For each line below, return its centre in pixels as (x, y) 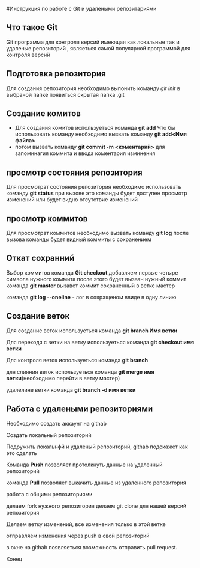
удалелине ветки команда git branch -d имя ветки (71, 389)
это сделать (22, 453)
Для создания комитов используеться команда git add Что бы (95, 128)
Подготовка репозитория (56, 74)
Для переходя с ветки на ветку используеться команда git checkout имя (100, 342)
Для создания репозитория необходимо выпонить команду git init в (93, 88)
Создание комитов (43, 114)
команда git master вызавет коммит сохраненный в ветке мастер (91, 286)
